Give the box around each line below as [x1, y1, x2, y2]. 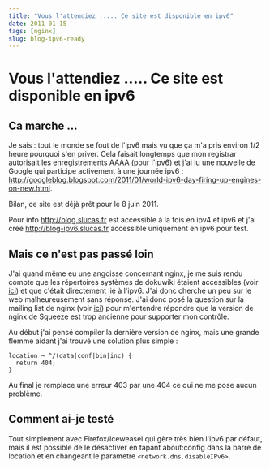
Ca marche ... [8, 118, 79, 132]
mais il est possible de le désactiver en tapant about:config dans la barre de [8, 442, 262, 452]
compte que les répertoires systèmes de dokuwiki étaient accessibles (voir [8, 278, 259, 287]
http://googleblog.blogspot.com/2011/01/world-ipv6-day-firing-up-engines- [8, 175, 262, 185]
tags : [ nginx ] [8, 27, 57, 35]
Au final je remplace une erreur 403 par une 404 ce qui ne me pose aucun [8, 381, 257, 390]
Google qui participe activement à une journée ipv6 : [8, 166, 184, 176]
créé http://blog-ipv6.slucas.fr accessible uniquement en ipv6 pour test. [8, 224, 249, 234]
